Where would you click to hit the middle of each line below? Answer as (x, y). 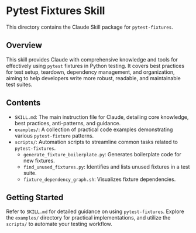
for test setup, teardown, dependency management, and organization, (90, 72)
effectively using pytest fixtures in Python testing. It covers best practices (95, 66)
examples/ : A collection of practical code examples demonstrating (94, 129)
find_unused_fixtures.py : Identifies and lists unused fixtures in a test (106, 167)
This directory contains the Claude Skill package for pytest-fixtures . (90, 27)
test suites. (19, 84)
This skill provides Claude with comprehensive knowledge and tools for (92, 59)
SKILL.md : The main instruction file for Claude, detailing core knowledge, (102, 117)
